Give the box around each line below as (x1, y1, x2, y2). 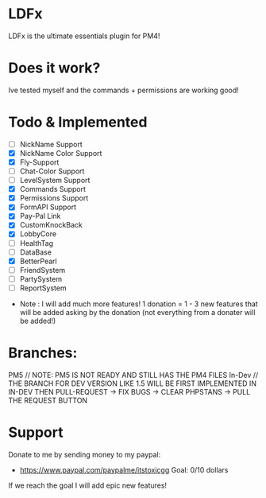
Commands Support (19, 185, 86, 194)
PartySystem (19, 274, 62, 283)
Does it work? (8, 59, 101, 77)
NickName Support (19, 139, 83, 149)
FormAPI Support (19, 202, 77, 212)
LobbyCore (19, 229, 57, 239)
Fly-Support (19, 157, 60, 167)
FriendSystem (19, 265, 66, 274)
